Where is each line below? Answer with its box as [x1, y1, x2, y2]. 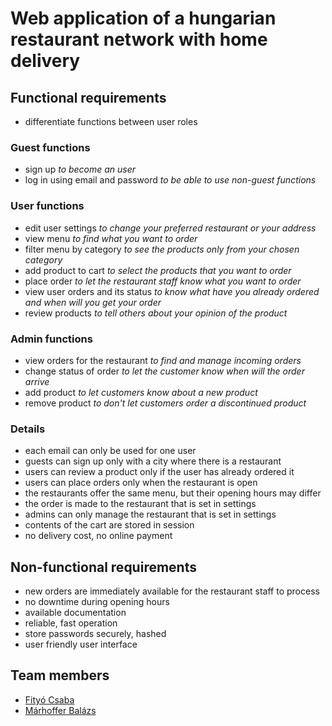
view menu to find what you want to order [24, 232, 198, 244]
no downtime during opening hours [24, 596, 170, 607]
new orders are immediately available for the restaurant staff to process [24, 585, 320, 597]
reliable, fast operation [24, 617, 118, 629]
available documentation [24, 607, 127, 618]
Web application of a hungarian [10, 7, 277, 30]
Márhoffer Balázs [24, 704, 97, 716]
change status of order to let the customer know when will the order [24, 365, 305, 377]
